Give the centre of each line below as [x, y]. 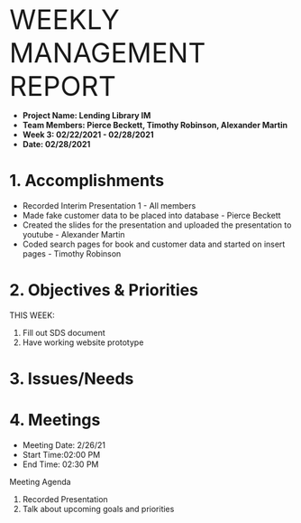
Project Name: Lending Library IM [87, 115]
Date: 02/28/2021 [56, 144]
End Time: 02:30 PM [60, 464]
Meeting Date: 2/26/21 [64, 445]
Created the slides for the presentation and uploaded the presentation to [157, 225]
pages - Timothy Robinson [72, 253]
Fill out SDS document [64, 332]
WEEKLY [64, 19]
